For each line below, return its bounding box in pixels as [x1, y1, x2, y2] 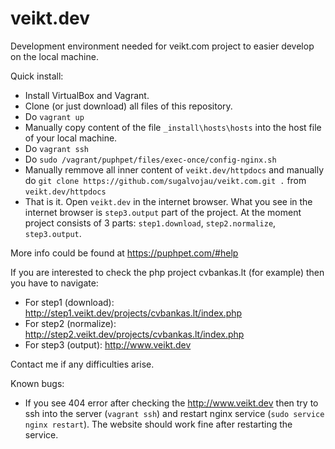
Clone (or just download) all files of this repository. [24, 100, 233, 112]
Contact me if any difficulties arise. [10, 358, 155, 370]
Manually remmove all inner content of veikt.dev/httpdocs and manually [24, 163, 325, 176]
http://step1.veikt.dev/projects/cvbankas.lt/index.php [24, 307, 243, 319]
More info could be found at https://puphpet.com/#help [10, 247, 239, 259]
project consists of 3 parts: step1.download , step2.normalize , [24, 217, 277, 229]
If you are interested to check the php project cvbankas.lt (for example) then [10, 266, 325, 278]
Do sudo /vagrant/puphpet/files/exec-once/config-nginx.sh [24, 153, 277, 165]
